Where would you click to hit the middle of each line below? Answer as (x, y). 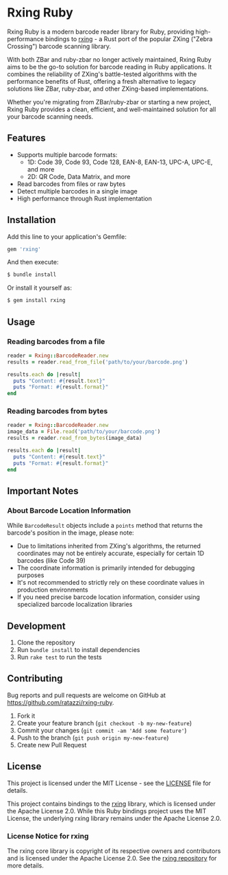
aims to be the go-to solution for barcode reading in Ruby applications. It (110, 67)
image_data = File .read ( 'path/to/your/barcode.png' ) (84, 432)
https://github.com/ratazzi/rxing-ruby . (61, 702)
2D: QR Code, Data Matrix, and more (79, 176)
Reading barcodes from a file (56, 341)
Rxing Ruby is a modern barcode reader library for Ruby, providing (101, 32)
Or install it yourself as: (39, 288)
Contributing (35, 678)
